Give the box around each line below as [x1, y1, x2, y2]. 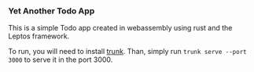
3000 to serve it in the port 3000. [8, 55, 113, 64]
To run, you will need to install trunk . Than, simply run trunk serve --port [8, 47, 247, 56]
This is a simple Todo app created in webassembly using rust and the [8, 23, 233, 33]
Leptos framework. [8, 31, 70, 41]
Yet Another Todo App [8, 5, 95, 16]
